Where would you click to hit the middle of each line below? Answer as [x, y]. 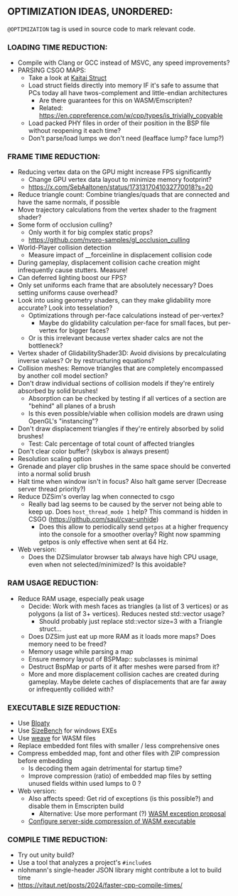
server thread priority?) [52, 489]
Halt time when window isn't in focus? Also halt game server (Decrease [122, 482]
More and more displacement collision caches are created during [124, 674]
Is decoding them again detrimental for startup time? [105, 768]
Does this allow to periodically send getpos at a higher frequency [134, 527]
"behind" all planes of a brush [72, 406]
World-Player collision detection [65, 247]
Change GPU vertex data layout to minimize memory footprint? [120, 180]
